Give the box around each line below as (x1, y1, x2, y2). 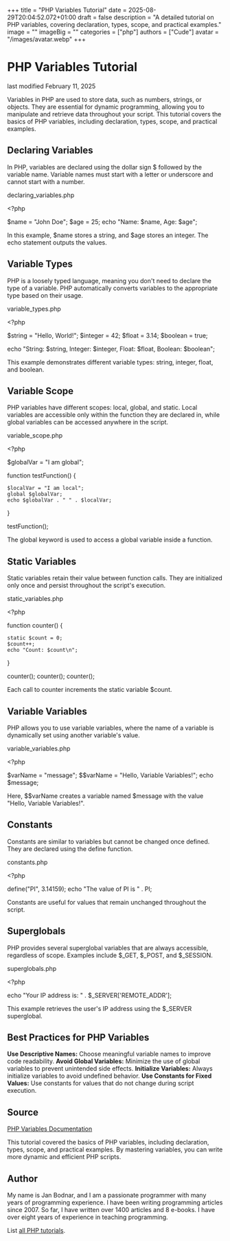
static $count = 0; (7, 635, 63, 642)
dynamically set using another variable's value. (7, 731, 140, 739)
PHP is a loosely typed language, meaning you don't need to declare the (7, 276, 211, 285)
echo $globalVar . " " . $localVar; (7, 497, 112, 504)
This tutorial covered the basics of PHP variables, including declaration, (7, 1138, 209, 1147)
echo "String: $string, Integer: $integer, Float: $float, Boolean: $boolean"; (7, 345, 215, 353)
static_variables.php (7, 595, 64, 603)
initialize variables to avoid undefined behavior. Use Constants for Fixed (7, 1071, 212, 1080)
